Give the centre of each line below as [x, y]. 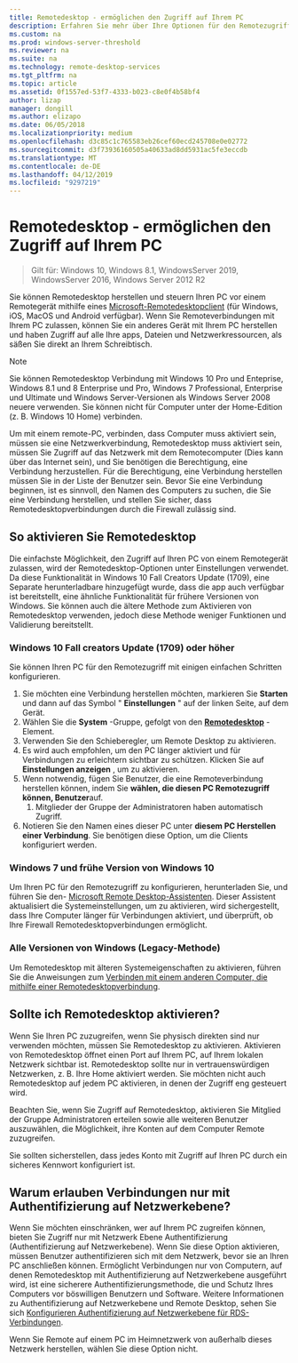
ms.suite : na [33, 59]
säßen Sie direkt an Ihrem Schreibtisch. [81, 344]
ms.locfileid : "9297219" [55, 183]
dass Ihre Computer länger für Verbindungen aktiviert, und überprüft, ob [141, 916]
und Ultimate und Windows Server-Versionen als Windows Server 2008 [140, 397]
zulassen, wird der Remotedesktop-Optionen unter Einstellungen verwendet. [149, 568]
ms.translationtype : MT [53, 158]
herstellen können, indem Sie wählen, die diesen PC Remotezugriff [146, 789]
